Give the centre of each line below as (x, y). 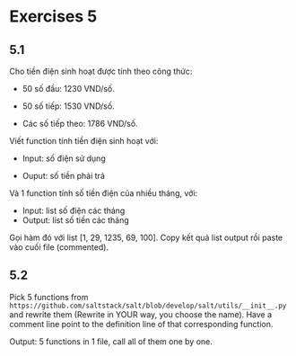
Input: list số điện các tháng (74, 210)
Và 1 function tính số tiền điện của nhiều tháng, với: (104, 193)
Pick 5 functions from (49, 297)
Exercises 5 (53, 17)
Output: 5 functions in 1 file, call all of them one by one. (111, 341)
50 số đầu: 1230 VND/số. (68, 89)
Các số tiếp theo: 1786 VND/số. (80, 124)
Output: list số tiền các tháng (76, 220)
